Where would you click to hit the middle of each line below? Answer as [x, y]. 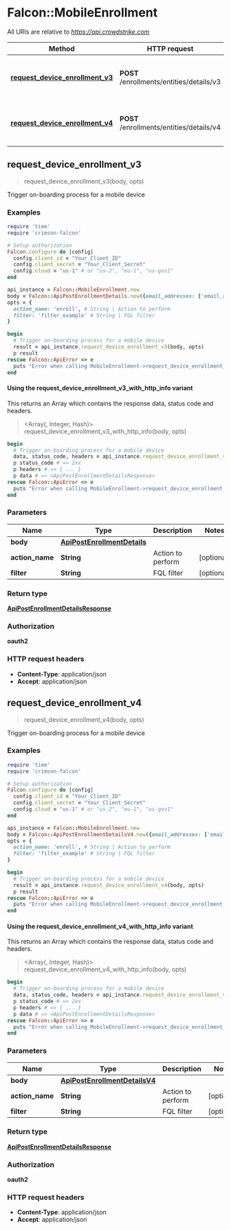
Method [62, 48]
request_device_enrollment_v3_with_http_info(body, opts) [105, 431]
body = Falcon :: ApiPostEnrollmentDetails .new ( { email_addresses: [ [104, 296]
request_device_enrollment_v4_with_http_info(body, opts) [105, 969]
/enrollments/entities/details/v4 [170, 127]
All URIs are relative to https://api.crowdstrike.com [78, 32]
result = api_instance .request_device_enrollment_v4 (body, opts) [109, 885]
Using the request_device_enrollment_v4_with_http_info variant [100, 926]
